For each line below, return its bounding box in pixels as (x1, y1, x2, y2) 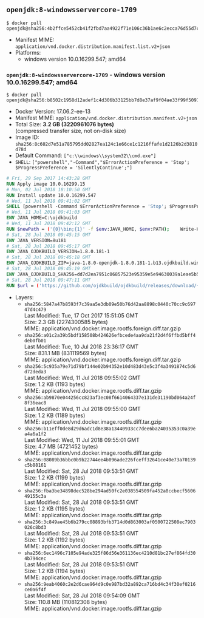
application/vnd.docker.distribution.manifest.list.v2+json (15, 43, 171, 50)
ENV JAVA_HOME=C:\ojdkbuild (6, 215, 78, 221)
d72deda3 (24, 368, 47, 375)
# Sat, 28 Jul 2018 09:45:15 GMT (6, 231, 91, 238)
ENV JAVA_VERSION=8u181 (6, 237, 67, 243)
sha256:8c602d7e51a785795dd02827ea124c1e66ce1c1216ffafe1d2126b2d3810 (15, 141, 198, 148)
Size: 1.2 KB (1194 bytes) (24, 567, 86, 574)
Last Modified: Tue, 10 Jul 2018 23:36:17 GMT (24, 343, 138, 350)
